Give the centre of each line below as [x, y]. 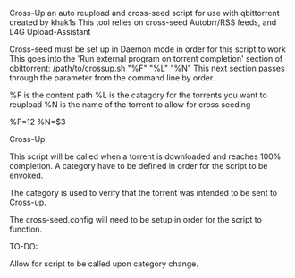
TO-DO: [24, 246]
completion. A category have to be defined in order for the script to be [139, 166]
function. [26, 229]
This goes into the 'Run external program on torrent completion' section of [146, 59]
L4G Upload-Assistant [50, 32]
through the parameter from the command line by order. [112, 78]
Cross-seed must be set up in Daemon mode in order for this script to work [147, 49]
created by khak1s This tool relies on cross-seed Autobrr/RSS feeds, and [143, 22]
